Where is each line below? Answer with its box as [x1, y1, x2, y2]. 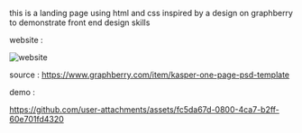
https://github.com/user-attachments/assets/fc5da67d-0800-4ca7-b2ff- [9, 104, 279, 115]
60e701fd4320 [9, 114, 65, 124]
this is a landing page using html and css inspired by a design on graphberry [9, 8, 293, 18]
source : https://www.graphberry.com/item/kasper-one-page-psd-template [9, 69, 290, 80]
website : [9, 35, 43, 45]
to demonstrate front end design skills [9, 17, 151, 28]
